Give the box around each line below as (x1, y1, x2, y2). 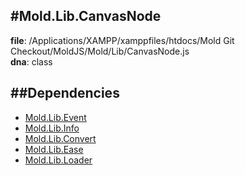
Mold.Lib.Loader (24, 154, 93, 166)
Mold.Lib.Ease (24, 143, 84, 155)
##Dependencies (10, 85, 120, 102)
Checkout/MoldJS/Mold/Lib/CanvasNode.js (10, 45, 190, 57)
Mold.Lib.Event (24, 111, 87, 123)
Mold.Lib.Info (24, 122, 80, 134)
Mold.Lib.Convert (24, 132, 97, 144)
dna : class (10, 55, 53, 68)
